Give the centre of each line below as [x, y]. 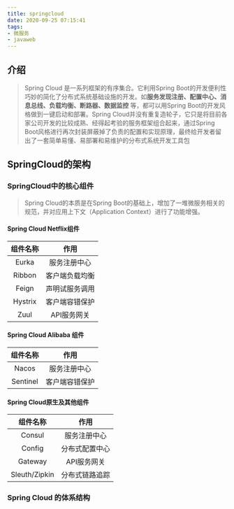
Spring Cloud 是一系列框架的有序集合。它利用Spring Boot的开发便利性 [125, 87]
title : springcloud [36, 14]
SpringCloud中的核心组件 [51, 186]
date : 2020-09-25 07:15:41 [46, 20]
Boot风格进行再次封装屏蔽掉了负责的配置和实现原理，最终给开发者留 [123, 131]
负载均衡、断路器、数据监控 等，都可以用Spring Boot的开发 [134, 105]
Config [32, 448]
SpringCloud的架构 [49, 165]
